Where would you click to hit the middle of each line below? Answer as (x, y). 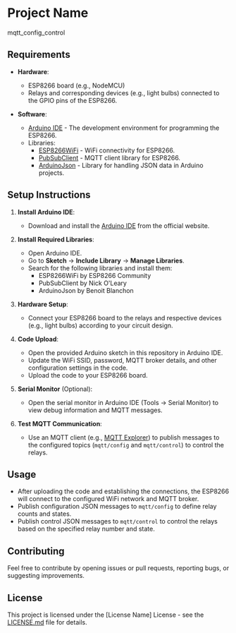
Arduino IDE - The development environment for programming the (124, 128)
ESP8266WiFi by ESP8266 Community (95, 275)
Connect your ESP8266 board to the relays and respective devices (125, 318)
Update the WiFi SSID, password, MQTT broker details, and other (122, 360)
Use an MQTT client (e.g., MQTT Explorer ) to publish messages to (124, 437)
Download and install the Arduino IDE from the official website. (119, 225)
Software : (32, 114)
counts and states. (44, 514)
